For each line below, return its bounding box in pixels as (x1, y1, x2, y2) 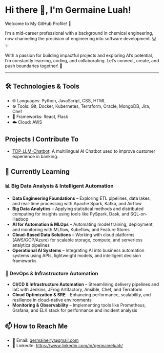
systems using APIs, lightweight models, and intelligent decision (12, 253, 142, 259)
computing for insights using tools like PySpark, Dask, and (12, 211, 129, 217)
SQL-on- (130, 211, 148, 217)
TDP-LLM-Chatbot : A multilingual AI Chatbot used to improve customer (12, 148, 156, 154)
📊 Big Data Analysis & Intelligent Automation (5, 182, 114, 189)
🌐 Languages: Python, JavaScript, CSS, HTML (12, 97, 106, 103)
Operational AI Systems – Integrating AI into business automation (12, 247, 145, 254)
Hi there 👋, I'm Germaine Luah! (5, 4, 131, 16)
